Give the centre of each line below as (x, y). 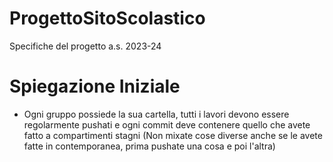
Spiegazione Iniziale (95, 86)
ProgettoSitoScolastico (107, 18)
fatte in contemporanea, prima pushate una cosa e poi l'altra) (149, 146)
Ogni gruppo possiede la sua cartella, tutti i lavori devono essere (156, 114)
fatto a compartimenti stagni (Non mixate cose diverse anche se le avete (173, 135)
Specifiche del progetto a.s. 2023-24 (85, 46)
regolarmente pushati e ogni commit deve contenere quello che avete (167, 124)
